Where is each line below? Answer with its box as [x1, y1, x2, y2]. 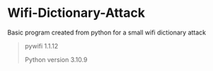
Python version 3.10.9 [24, 55, 88, 64]
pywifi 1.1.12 [24, 41, 59, 50]
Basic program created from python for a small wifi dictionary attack [7, 28, 207, 37]
